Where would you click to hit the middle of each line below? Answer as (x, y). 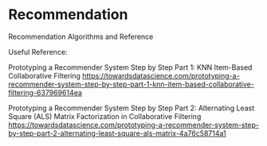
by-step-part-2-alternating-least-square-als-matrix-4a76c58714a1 (118, 133)
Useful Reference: (38, 52)
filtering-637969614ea (45, 92)
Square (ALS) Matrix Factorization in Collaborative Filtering (105, 116)
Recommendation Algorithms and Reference (81, 36)
